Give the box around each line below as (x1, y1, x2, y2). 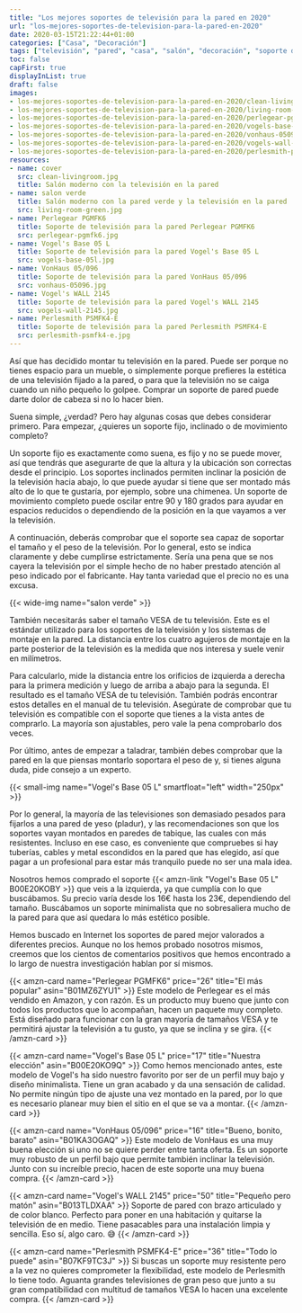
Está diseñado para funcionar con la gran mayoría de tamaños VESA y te (9, 1014, 279, 1024)
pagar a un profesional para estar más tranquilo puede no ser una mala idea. (9, 856, 293, 867)
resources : (9, 155, 50, 165)
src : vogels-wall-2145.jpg (17, 306, 119, 315)
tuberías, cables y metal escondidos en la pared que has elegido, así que (9, 846, 280, 857)
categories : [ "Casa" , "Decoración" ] (9, 38, 147, 48)
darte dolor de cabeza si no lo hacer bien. (9, 393, 164, 405)
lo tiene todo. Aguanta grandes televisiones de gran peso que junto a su (9, 1274, 276, 1285)
